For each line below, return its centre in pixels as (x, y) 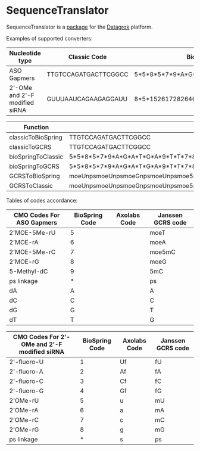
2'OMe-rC (24, 419)
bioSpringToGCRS (34, 166)
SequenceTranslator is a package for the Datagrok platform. (79, 27)
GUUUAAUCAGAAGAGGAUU (87, 99)
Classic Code (87, 57)
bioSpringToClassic (36, 157)
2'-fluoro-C (26, 381)
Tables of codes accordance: (42, 200)
